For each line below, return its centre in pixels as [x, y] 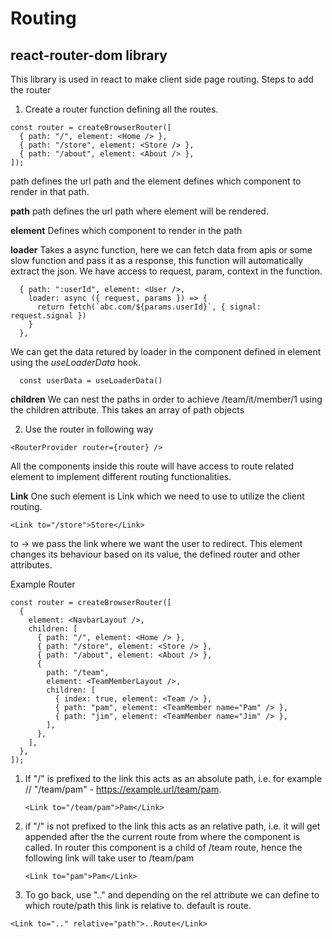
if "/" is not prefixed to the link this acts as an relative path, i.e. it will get [172, 826]
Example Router [43, 584]
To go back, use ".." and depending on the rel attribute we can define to [172, 895]
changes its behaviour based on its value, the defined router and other [155, 554]
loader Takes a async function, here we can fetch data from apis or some [161, 250]
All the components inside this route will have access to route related [152, 466]
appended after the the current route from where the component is [162, 836]
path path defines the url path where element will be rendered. [139, 211]
